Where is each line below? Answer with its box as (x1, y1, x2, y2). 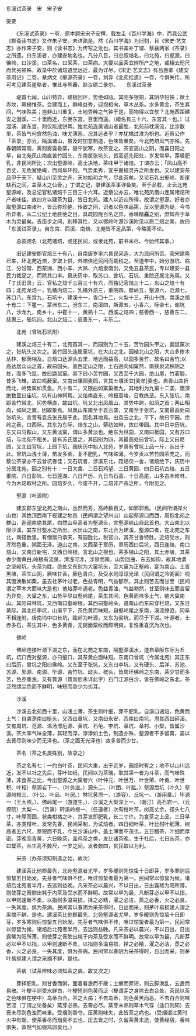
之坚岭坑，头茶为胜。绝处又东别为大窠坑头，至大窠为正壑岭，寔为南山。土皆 (6, 563, 190, 570)
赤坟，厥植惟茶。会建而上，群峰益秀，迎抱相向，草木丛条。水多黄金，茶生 (6, 101, 185, 108)
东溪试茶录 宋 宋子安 (6, 5, 62, 12)
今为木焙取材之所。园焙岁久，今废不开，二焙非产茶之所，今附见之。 (6, 480, 170, 487)
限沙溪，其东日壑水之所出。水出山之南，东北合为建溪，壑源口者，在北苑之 (6, 526, 185, 534)
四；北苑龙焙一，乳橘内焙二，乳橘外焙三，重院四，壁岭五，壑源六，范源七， (6, 287, 190, 294)
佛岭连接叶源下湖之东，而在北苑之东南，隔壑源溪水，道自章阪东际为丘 (16, 646, 185, 653)
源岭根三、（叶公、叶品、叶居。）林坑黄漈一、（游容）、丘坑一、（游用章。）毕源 (6, 791, 190, 798)
